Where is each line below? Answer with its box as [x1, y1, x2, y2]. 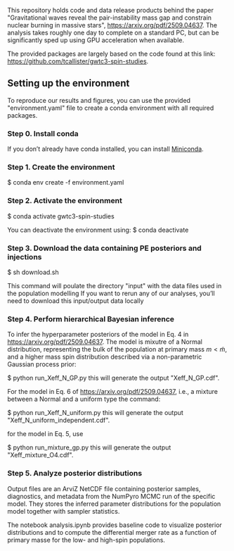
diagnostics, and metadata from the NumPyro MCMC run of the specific [7, 492, 216, 500]
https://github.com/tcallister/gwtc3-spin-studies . [7, 57, 149, 66]
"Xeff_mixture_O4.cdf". [7, 451, 74, 459]
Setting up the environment [7, 78, 130, 89]
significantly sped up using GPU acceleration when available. [7, 36, 185, 44]
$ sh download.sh [7, 268, 60, 276]
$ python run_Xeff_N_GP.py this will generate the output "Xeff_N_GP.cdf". [7, 373, 220, 383]
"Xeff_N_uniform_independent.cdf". [7, 416, 110, 425]
